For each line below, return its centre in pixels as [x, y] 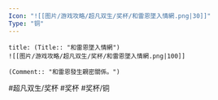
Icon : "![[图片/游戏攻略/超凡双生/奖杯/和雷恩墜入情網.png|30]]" [110, 16]
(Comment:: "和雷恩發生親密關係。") [64, 72]
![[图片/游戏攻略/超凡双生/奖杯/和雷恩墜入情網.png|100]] [97, 56]
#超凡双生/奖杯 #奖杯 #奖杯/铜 [59, 88]
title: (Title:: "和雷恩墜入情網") [64, 47]
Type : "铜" [26, 24]
